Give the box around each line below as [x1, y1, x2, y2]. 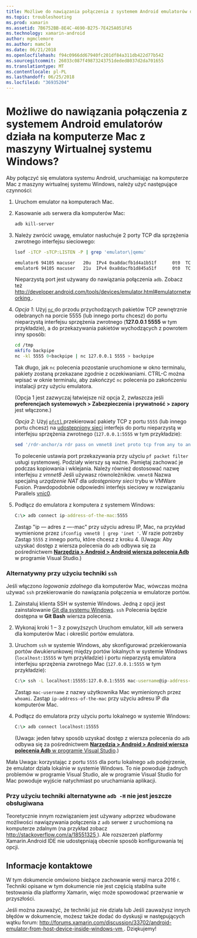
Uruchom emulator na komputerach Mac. [14, 198, 114, 205]
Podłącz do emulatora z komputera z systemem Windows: [14, 501, 155, 508]
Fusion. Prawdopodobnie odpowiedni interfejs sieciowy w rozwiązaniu [14, 483, 185, 491]
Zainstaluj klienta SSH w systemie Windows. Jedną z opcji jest [14, 600, 165, 607]
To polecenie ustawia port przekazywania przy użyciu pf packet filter [14, 452, 189, 459]
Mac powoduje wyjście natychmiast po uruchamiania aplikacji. [6, 777, 157, 784]
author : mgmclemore [6, 36, 54, 42]
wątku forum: [6, 919, 38, 926]
